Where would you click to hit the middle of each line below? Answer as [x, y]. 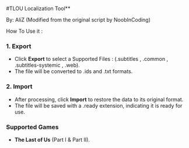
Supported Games [32, 127]
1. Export [19, 46]
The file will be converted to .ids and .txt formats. [73, 71]
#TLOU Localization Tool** [38, 8]
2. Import [19, 87]
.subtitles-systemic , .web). [47, 65]
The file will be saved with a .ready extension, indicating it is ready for [98, 105]
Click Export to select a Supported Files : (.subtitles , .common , [91, 59]
